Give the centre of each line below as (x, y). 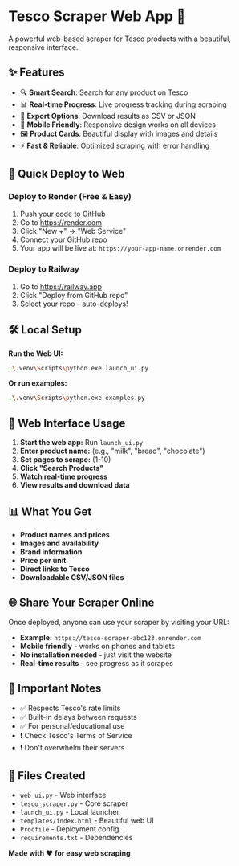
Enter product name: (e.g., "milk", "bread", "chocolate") (113, 451)
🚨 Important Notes (55, 689)
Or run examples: (38, 383)
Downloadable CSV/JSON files (72, 577)
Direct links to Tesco (55, 569)
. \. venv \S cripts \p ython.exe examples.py (77, 398)
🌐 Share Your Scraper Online (81, 603)
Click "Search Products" (62, 468)
